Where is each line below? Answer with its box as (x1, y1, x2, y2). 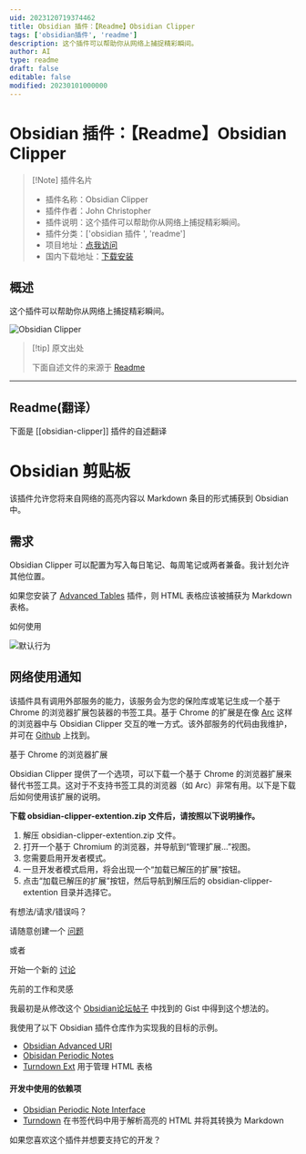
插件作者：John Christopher (45, 205, 152, 216)
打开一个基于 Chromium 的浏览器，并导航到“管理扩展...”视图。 (22, 841, 256, 852)
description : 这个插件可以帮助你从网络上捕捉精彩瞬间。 (9, 38, 199, 48)
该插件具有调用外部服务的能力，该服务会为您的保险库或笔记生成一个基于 (9, 695, 280, 706)
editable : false (9, 73, 71, 82)
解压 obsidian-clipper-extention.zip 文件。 (22, 830, 181, 841)
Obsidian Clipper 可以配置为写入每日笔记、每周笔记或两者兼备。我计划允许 (9, 559, 290, 570)
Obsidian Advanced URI (22, 1040, 112, 1051)
